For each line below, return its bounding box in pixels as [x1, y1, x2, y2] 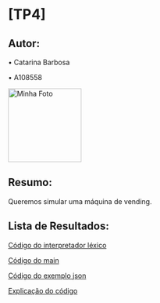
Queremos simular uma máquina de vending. [8, 196, 152, 206]
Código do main [8, 255, 60, 265]
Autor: [8, 37, 41, 50]
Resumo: [8, 176, 52, 189]
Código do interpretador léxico [8, 240, 107, 250]
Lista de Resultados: [8, 220, 109, 233]
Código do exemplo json [8, 271, 87, 280]
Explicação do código [8, 286, 78, 295]
